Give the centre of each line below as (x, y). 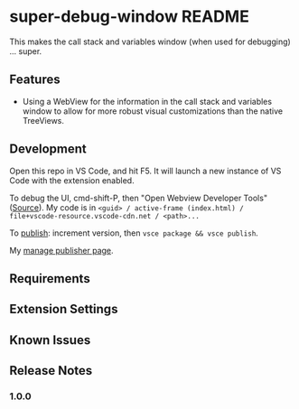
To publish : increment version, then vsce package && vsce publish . (134, 233)
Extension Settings (64, 309)
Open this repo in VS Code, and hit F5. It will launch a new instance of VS (145, 171)
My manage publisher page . (62, 250)
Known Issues (50, 340)
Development (48, 149)
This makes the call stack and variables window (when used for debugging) (150, 42)
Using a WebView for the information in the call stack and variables (147, 101)
